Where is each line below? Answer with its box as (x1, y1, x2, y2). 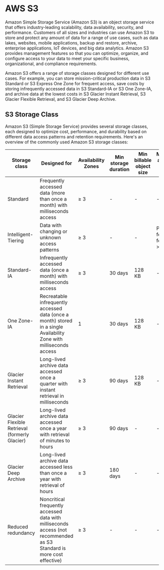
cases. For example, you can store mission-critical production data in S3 (5, 75, 151, 81)
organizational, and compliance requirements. (5, 61, 98, 67)
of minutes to (40, 437, 70, 444)
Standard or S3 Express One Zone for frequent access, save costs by (5, 80, 144, 86)
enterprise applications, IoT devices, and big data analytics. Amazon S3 (5, 45, 149, 51)
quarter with (40, 380, 68, 387)
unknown (40, 234, 61, 241)
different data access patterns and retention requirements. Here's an (5, 134, 143, 139)
